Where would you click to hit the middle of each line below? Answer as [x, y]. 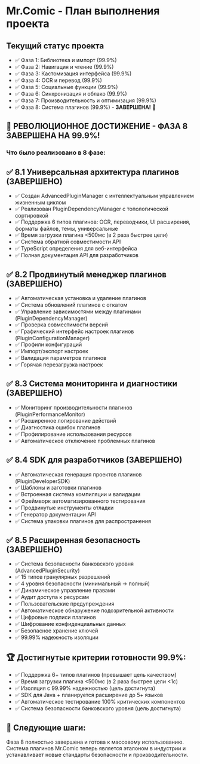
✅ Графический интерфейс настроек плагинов [74, 331]
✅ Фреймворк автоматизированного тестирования [80, 501]
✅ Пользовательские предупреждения [64, 604]
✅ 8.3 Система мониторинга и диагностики [92, 384]
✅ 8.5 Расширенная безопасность [73, 540]
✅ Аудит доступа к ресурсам [52, 597]
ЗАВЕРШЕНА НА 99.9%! [53, 136]
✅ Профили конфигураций [48, 344]
